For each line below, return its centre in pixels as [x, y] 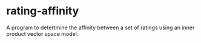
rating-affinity [43, 11]
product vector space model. [42, 33]
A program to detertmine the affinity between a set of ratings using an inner [100, 27]
